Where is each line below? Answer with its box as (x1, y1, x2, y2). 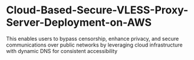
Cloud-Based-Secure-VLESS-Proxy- (6, 3, 189, 17)
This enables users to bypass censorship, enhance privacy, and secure (6, 35, 179, 42)
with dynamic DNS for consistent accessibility (6, 47, 118, 54)
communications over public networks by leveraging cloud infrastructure (6, 41, 183, 48)
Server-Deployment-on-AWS (6, 16, 152, 29)
